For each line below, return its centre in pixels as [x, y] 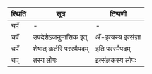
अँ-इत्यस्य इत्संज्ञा [118, 37]
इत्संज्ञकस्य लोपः [116, 60]
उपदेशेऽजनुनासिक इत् [60, 37]
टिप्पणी [118, 14]
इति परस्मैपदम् [113, 49]
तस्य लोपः [45, 60]
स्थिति [18, 14]
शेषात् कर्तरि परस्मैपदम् [61, 49]
